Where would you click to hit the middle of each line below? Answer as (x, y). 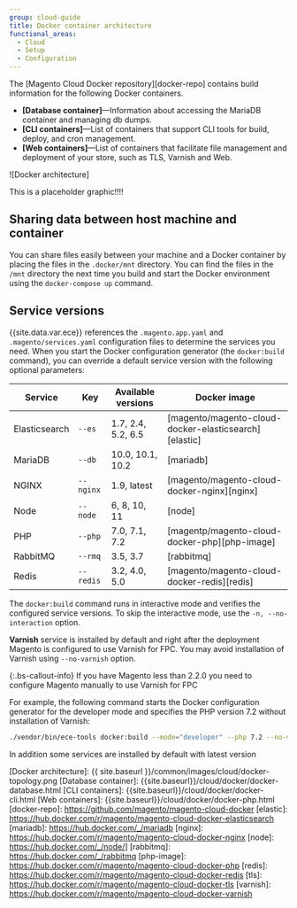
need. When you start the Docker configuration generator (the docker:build (147, 351)
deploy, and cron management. (79, 139)
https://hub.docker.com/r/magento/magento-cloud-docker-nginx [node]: (141, 837)
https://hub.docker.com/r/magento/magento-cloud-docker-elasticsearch (141, 818)
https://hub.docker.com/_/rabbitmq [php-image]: (98, 856)
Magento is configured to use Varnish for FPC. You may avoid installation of (147, 648)
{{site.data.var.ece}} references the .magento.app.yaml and (116, 332)
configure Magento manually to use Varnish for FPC (103, 685)
